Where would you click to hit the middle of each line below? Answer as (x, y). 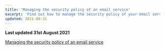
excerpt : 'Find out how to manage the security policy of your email (78, 14)
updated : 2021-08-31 (26, 19)
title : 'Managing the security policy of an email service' (68, 10)
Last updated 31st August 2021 (37, 33)
